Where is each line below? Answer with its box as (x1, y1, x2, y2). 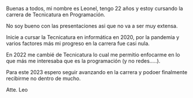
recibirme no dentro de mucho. (6, 75, 81, 82)
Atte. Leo (6, 86, 28, 93)
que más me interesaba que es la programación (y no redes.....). (6, 58, 161, 64)
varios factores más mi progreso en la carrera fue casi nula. (6, 40, 150, 47)
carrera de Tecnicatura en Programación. (6, 11, 105, 18)
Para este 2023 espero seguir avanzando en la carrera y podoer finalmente (6, 69, 188, 75)
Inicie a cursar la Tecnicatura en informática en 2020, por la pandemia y (6, 34, 180, 40)
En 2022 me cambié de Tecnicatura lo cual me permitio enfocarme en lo (6, 51, 180, 58)
